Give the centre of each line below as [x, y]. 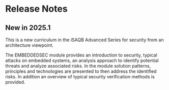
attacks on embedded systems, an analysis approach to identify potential [82, 61]
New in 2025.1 [28, 28]
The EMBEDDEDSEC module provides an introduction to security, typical [81, 55]
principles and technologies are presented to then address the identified [81, 71]
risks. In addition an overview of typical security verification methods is [80, 77]
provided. [15, 82]
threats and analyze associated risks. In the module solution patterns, [78, 66]
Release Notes [36, 9]
